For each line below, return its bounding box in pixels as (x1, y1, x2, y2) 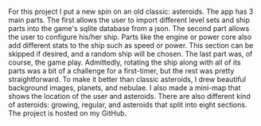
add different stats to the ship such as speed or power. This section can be (8, 41, 254, 50)
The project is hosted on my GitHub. (8, 108, 127, 118)
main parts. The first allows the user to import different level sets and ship (8, 15, 251, 25)
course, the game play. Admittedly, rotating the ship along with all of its (8, 57, 241, 67)
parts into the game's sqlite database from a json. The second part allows (8, 24, 250, 33)
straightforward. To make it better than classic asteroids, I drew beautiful (8, 75, 247, 84)
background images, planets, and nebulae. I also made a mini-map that (8, 83, 241, 93)
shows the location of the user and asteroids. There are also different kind (8, 92, 251, 100)
